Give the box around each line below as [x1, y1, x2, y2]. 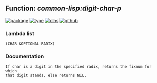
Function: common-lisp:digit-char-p [5, 4, 122, 13]
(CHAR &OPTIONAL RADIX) [5, 41, 55, 47]
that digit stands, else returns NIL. [5, 73, 87, 78]
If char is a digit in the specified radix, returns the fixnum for [5, 64, 152, 69]
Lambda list [5, 30, 34, 37]
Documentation [5, 53, 44, 60]
